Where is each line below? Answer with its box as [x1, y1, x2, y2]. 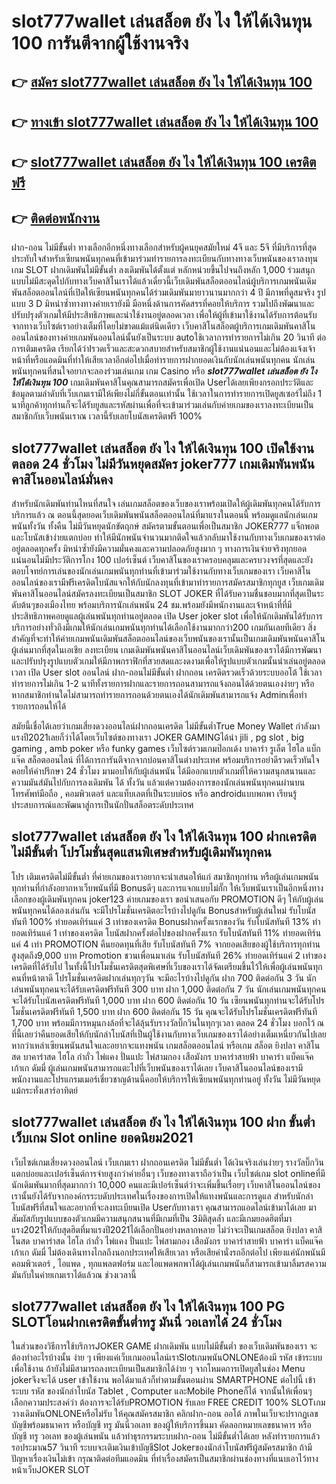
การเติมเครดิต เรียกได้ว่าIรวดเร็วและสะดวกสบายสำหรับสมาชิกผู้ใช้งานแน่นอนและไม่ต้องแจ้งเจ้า [11, 343, 316, 355]
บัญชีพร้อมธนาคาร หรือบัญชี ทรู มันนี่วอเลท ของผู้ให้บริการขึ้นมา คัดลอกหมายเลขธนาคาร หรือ [11, 1419, 312, 1431]
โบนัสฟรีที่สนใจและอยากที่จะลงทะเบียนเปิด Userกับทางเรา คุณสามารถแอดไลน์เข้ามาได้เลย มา [11, 1201, 317, 1213]
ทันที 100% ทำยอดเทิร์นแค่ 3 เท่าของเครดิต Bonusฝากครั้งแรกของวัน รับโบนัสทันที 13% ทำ [11, 915, 321, 927]
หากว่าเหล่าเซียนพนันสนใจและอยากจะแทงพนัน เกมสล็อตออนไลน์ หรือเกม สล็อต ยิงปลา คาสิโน [11, 1039, 321, 1051]
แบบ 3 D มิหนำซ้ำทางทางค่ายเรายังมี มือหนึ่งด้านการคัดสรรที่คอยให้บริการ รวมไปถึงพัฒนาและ [11, 298, 315, 310]
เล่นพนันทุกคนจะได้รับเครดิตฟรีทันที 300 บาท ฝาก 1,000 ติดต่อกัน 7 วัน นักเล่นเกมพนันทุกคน [11, 983, 327, 995]
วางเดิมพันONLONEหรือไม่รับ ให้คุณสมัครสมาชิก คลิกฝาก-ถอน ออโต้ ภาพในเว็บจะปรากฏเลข [11, 1408, 319, 1420]
